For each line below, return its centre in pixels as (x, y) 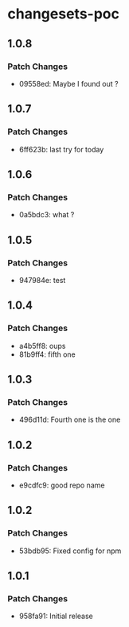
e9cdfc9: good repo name (62, 485)
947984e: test (42, 280)
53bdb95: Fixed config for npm (70, 551)
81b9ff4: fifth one (47, 354)
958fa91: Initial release (56, 616)
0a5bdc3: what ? (47, 215)
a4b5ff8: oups (42, 346)
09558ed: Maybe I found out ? (68, 83)
